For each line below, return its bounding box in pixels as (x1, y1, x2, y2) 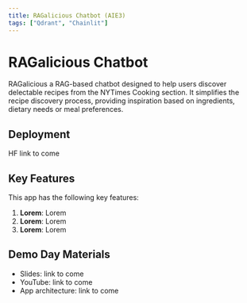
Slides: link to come (19, 269, 84, 278)
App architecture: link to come (19, 286, 119, 295)
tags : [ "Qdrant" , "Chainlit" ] (8, 19, 109, 27)
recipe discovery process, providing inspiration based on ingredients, (8, 96, 236, 105)
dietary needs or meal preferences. (8, 105, 124, 114)
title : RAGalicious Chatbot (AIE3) (8, 11, 126, 20)
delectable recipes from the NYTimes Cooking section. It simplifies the (8, 88, 240, 98)
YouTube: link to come (19, 277, 93, 286)
